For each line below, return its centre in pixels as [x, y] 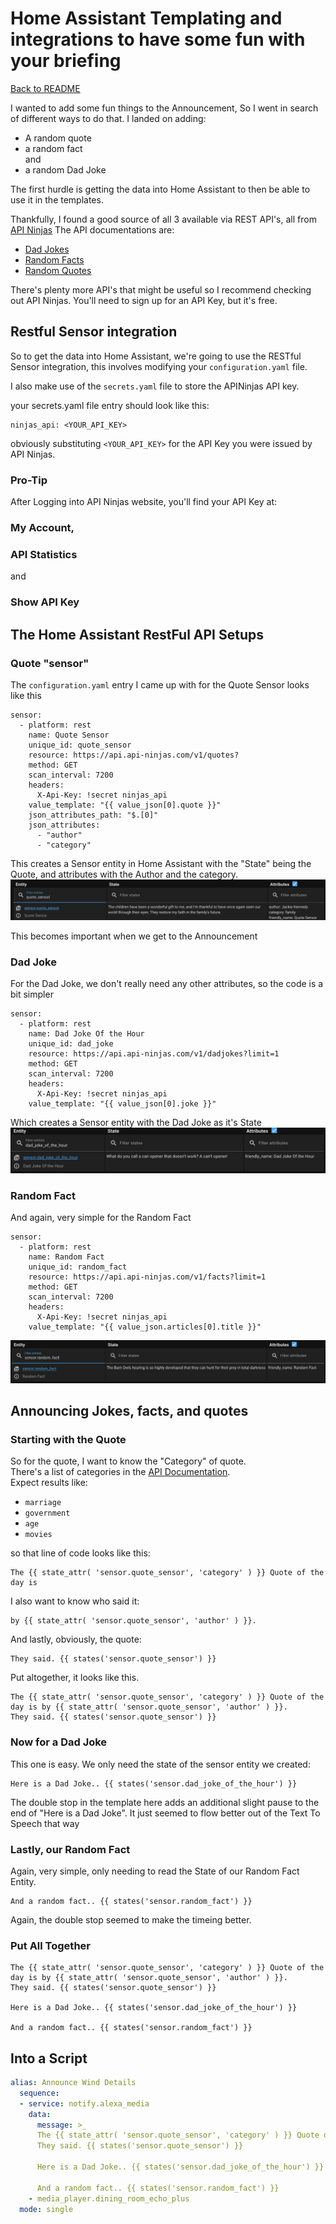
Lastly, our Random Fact [70, 1849]
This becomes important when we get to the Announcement [134, 936]
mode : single [46, 2209]
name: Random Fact [66, 1257]
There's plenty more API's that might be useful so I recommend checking [161, 289]
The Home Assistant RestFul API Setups [137, 634]
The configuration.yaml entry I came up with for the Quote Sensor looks [160, 684]
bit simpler [32, 994]
